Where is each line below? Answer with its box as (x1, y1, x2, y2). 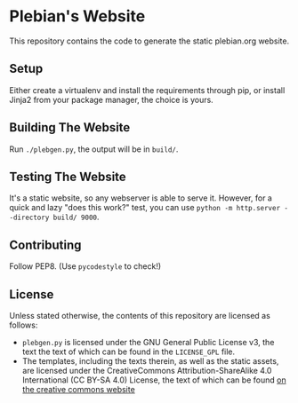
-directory (9, 213, 50, 223)
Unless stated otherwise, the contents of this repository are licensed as (9, 311, 271, 320)
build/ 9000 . (52, 211, 100, 223)
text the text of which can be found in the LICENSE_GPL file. (21, 346, 236, 357)
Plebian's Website (9, 6, 146, 27)
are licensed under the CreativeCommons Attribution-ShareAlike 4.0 (21, 366, 272, 375)
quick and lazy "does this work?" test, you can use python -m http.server (9, 202, 281, 213)
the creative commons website (21, 384, 135, 394)
